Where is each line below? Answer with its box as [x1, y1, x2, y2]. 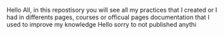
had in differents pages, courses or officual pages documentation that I [6, 13, 209, 21]
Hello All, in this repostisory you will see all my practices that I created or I [6, 6, 218, 14]
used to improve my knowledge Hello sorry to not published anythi [6, 21, 197, 28]
